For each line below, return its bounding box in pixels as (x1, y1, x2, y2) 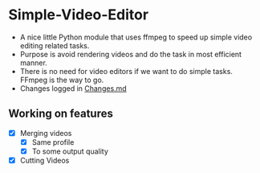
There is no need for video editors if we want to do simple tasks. (19, 66, 233, 76)
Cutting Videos (19, 155, 70, 165)
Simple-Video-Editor (8, 6, 149, 24)
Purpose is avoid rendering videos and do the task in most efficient (19, 49, 242, 59)
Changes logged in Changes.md (19, 83, 127, 93)
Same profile (31, 137, 75, 146)
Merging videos (19, 128, 72, 138)
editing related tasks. (19, 40, 90, 50)
